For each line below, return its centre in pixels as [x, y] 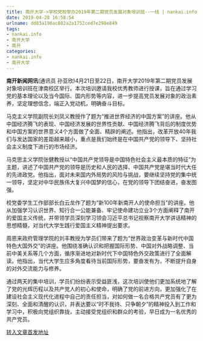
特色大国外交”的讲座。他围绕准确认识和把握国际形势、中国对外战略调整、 [98, 245]
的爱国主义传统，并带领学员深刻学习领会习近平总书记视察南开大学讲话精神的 [101, 217]
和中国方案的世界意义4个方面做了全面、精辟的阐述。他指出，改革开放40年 [99, 131]
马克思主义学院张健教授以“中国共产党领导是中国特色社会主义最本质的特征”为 [101, 159]
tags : [13, 29]
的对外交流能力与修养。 [35, 268]
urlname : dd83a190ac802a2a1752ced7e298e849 [62, 23]
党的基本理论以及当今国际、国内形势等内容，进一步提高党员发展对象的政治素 [101, 96]
